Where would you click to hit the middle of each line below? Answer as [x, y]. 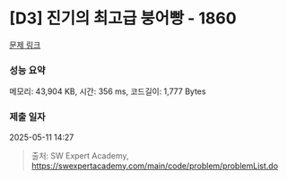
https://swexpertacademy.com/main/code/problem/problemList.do [155, 166]
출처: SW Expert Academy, [80, 155]
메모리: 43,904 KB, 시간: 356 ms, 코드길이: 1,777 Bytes [108, 91]
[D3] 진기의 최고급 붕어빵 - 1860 [123, 18]
